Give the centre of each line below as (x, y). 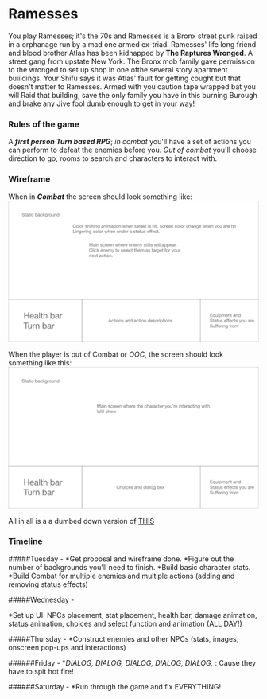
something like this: (40, 363)
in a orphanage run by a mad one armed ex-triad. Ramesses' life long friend (132, 44)
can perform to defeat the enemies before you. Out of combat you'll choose (132, 150)
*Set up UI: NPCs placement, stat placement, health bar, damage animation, (133, 615)
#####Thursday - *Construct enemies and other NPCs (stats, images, (124, 638)
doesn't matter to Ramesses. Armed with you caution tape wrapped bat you (132, 86)
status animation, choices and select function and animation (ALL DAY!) (125, 623)
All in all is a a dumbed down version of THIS (81, 521)
